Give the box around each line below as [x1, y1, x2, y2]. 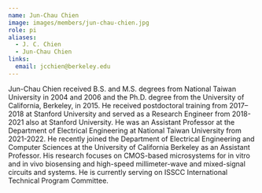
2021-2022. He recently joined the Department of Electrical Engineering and [8, 134, 255, 144]
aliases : [8, 33, 37, 42]
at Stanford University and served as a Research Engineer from [25, 109, 231, 118]
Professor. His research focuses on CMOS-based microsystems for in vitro [8, 151, 250, 160]
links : [8, 56, 30, 64]
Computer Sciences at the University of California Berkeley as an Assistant [8, 142, 250, 151]
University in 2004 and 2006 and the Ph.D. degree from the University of [8, 92, 245, 102]
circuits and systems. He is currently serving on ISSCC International [8, 167, 228, 177]
